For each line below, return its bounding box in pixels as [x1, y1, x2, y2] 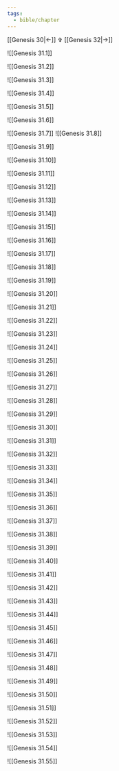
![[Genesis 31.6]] [7, 115, 54, 124]
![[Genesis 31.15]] [7, 222, 56, 231]
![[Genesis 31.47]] [7, 650, 58, 659]
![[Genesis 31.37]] [7, 517, 58, 525]
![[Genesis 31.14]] [7, 209, 56, 217]
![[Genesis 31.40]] [7, 557, 58, 565]
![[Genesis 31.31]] [7, 436, 56, 445]
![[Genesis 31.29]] [7, 410, 58, 418]
